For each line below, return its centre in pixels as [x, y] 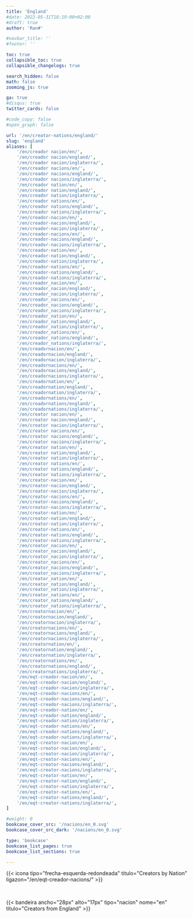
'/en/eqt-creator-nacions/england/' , [63, 765]
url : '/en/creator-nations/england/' [52, 135]
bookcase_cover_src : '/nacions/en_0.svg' [58, 824]
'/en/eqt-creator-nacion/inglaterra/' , [66, 754]
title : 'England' [27, 11]
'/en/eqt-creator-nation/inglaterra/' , [66, 786]
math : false [21, 82]
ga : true [17, 98]
